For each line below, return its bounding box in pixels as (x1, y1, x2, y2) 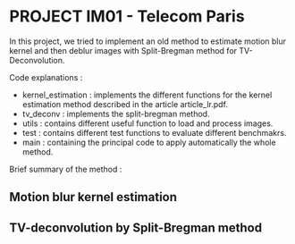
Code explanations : (9, 72, 83, 82)
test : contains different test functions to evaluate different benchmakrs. (21, 127, 287, 138)
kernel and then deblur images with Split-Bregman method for (9, 45, 238, 55)
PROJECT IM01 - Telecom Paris (9, 6, 245, 27)
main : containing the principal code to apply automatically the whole (21, 137, 276, 147)
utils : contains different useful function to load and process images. (21, 118, 274, 129)
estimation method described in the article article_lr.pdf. (21, 98, 228, 109)
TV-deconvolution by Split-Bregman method (9, 220, 262, 235)
